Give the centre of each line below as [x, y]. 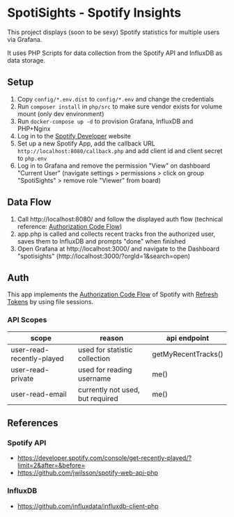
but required [98, 398]
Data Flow [29, 202]
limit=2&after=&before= [51, 466]
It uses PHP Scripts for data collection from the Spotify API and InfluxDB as [115, 53]
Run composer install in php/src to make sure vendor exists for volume [120, 106]
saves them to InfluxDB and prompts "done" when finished [101, 241]
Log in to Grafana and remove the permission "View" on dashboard [114, 166]
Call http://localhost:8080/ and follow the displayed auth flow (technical [120, 219]
